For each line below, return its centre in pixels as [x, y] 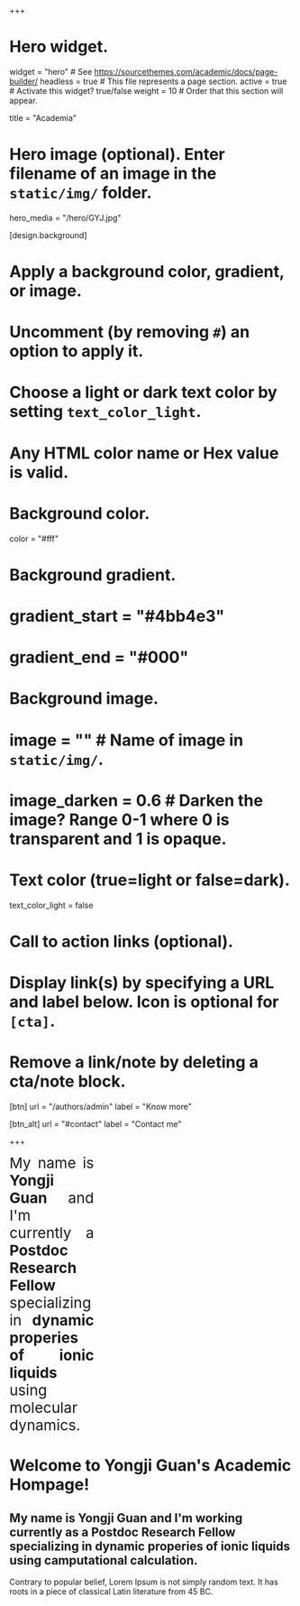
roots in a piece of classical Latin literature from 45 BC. [111, 1591]
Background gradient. [93, 575]
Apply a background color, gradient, [147, 272]
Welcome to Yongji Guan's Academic [150, 1466]
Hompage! [50, 1485]
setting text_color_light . [105, 412]
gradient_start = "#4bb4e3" [117, 616]
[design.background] [48, 235]
